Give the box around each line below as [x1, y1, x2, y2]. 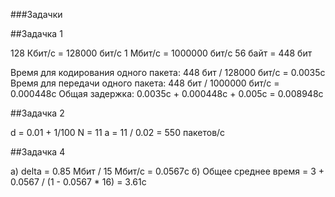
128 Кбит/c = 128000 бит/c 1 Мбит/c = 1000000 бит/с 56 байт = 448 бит [10, 47, 313, 59]
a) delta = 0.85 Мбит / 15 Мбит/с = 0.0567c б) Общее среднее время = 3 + [10, 165, 325, 177]
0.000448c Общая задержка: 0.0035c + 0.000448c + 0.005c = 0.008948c [10, 88, 324, 99]
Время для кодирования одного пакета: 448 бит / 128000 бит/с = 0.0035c [10, 67, 326, 78]
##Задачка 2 [10, 107, 65, 119]
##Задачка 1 [10, 28, 63, 39]
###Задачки [10, 9, 63, 20]
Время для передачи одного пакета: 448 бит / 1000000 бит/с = [10, 77, 280, 89]
